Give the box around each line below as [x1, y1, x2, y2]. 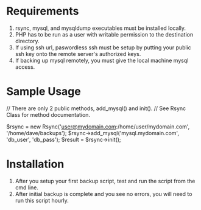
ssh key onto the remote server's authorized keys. [15, 50, 141, 57]
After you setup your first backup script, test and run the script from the [15, 177, 196, 184]
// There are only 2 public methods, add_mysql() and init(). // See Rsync [6, 105, 186, 112]
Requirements [6, 4, 79, 18]
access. [15, 63, 35, 71]
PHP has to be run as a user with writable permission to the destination [15, 30, 194, 38]
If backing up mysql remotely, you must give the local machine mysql [15, 57, 189, 64]
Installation [6, 157, 65, 171]
